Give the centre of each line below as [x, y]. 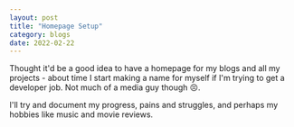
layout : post [34, 18]
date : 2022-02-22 [42, 43]
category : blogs [40, 34]
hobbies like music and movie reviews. [81, 114]
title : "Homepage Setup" [56, 26]
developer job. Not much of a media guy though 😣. [105, 87]
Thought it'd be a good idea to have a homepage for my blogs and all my [145, 68]
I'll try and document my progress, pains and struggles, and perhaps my [144, 105]
